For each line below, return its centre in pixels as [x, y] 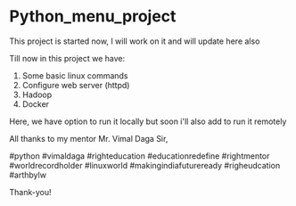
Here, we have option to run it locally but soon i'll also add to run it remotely [148, 121]
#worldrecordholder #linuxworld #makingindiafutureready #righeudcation [145, 165]
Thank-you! [30, 192]
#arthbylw [28, 175]
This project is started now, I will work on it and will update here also [135, 41]
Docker [36, 103]
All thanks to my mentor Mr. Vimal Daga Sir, [89, 138]
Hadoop [37, 95]
